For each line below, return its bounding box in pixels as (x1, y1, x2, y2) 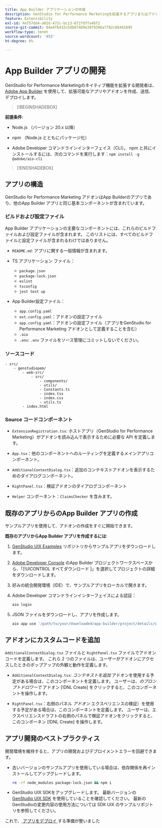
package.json (19, 269, 46, 273)
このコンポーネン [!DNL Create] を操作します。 (12, 718, 105, 725)
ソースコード (5, 350, 35, 357)
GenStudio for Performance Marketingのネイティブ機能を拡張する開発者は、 (5, 82, 157, 88)
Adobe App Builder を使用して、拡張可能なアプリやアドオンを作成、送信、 (5, 88, 153, 94)
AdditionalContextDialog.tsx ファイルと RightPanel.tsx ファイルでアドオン (5, 650, 157, 655)
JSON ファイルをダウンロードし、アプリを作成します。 (12, 612, 122, 618)
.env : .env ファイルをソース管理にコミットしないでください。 (19, 337, 141, 343)
